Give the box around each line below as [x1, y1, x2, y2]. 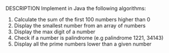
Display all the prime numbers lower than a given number [13, 40, 152, 47]
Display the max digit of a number [13, 28, 96, 35]
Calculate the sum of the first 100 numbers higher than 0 [13, 16, 150, 22]
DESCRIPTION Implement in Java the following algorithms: [5, 5, 146, 12]
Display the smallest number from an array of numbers [13, 22, 146, 29]
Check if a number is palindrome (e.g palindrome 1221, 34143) [13, 35, 164, 41]
